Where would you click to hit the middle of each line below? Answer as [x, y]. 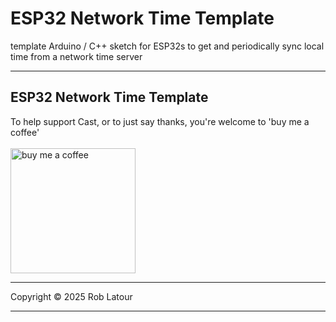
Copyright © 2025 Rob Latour [71, 296]
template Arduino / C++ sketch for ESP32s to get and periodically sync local [167, 46]
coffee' [25, 132]
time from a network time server [76, 56]
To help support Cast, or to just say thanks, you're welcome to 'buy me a [160, 121]
